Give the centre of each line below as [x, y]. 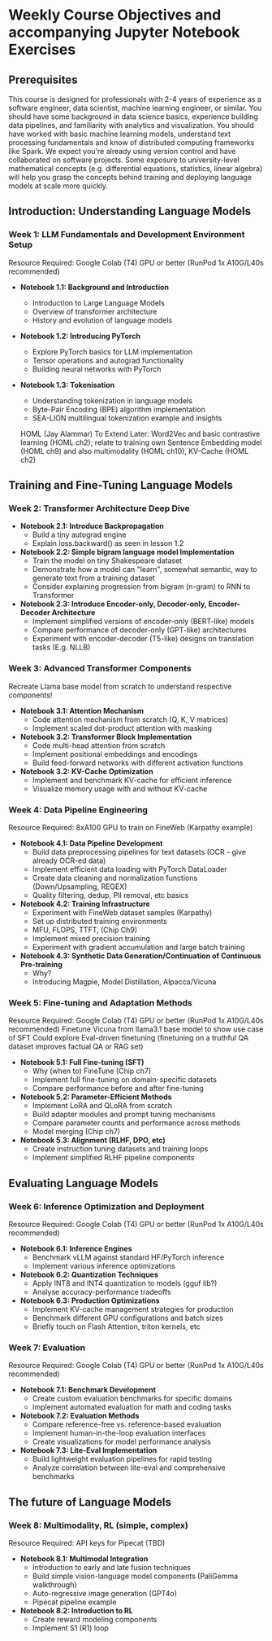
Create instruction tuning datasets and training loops [120, 1149]
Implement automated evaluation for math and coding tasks [132, 1407]
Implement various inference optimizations [104, 1265]
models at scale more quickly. [58, 186]
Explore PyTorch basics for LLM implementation [112, 351]
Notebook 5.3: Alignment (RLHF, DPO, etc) [93, 1140]
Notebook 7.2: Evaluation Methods [80, 1416]
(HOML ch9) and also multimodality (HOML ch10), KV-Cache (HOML [134, 451]
